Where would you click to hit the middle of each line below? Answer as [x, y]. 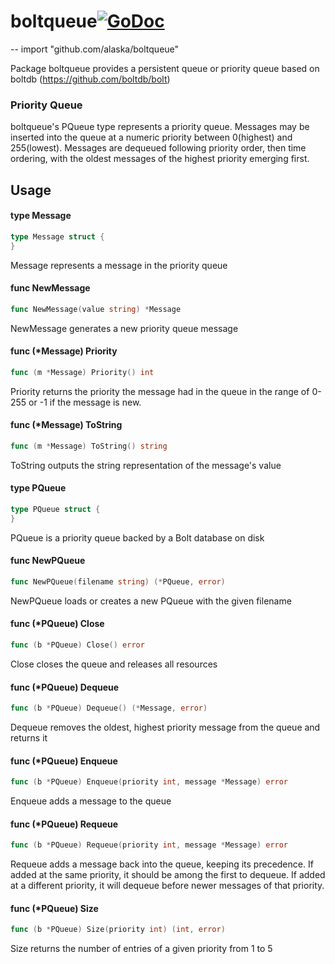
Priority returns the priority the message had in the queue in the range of [160, 391]
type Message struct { [57, 236]
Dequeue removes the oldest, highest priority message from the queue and [165, 727]
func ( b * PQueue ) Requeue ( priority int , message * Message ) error [149, 845]
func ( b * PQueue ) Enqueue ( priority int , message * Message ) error [149, 782]
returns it [29, 738]
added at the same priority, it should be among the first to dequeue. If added [168, 875]
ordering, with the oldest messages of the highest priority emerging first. [160, 159]
